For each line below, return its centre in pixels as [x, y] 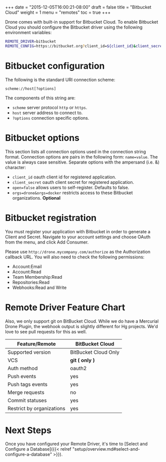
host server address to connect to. [47, 113]
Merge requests [26, 392]
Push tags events [28, 384]
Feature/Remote [36, 344]
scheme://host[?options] [31, 88]
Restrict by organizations [37, 408]
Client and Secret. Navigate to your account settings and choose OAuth [78, 237]
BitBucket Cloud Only [95, 352]
